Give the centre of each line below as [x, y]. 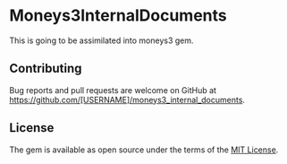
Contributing [46, 69]
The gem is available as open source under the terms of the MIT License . [144, 150]
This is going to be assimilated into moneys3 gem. [101, 40]
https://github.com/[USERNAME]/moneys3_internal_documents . [127, 99]
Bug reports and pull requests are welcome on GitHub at [113, 90]
